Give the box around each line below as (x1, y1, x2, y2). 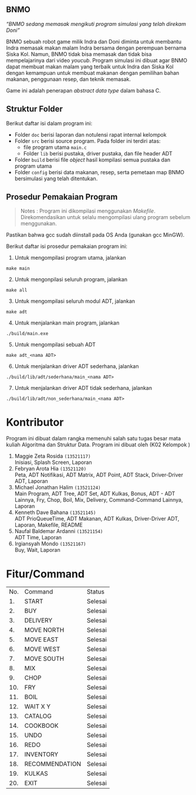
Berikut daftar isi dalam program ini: (6, 120, 93, 127)
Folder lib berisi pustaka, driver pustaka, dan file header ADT (23, 150, 173, 157)
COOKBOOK (24, 721, 59, 730)
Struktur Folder (6, 104, 63, 114)
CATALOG (24, 712, 52, 720)
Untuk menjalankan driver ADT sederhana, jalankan (14, 363, 139, 370)
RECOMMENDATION (24, 760, 81, 768)
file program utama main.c (23, 144, 87, 151)
